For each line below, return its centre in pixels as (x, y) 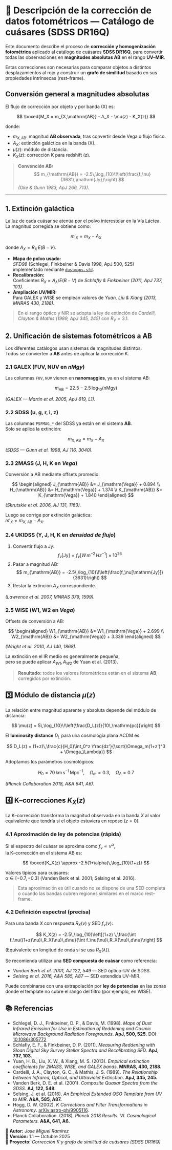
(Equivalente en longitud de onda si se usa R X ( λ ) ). (58, 950)
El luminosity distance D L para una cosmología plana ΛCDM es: (73, 736)
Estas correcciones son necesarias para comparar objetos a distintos (78, 67)
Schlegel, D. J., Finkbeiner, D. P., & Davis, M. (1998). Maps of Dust (82, 1023)
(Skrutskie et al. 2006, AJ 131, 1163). (43, 505)
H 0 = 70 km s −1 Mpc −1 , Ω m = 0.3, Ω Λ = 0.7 (86, 773)
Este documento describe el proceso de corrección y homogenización (81, 46)
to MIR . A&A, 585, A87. (37, 1099)
